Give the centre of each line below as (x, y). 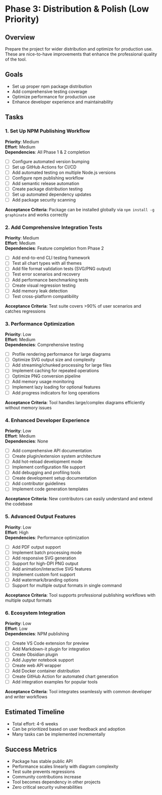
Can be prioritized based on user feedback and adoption (69, 729)
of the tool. (16, 59)
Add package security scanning (44, 200)
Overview (20, 37)
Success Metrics (31, 749)
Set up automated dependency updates (52, 194)
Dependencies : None (27, 441)
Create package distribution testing (47, 189)
